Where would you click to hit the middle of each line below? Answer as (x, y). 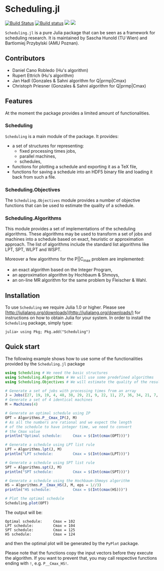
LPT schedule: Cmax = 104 (40, 525)
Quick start (22, 347)
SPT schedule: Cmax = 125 (40, 530)
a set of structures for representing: (48, 146)
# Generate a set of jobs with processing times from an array (71, 391)
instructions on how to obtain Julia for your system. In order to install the (78, 318)
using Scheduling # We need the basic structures (57, 373)
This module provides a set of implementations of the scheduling (70, 229)
